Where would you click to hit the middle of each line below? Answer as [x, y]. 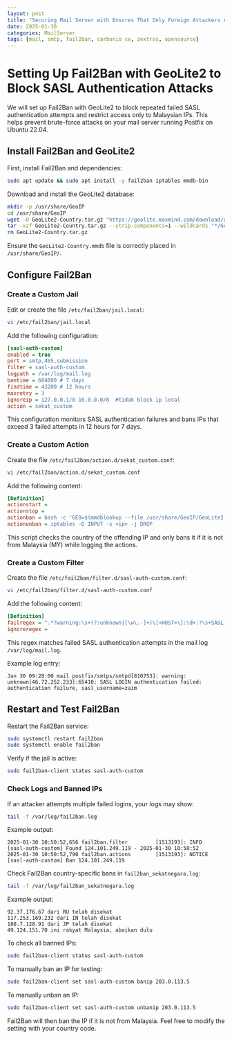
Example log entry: [34, 663]
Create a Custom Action [48, 445]
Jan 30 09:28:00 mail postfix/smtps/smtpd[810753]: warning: [97, 676]
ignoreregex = [28, 629]
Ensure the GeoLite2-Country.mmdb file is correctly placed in [91, 246]
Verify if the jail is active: [42, 758]
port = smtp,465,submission [48, 361]
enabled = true [29, 355]
